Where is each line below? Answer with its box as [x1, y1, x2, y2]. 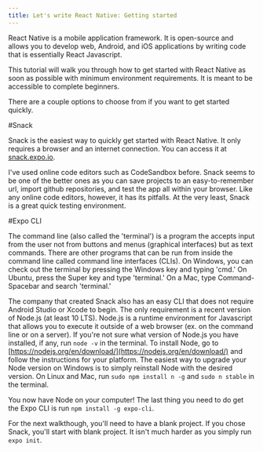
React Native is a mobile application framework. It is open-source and [8, 33, 234, 42]
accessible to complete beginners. [8, 82, 120, 91]
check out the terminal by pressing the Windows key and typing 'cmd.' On [8, 264, 247, 274]
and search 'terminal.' [41, 281, 111, 290]
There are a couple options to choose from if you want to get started [8, 97, 230, 106]
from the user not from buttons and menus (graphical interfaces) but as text [8, 239, 254, 249]
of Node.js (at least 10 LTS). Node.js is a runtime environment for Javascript [8, 313, 253, 323]
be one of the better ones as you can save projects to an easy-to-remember [8, 176, 254, 185]
